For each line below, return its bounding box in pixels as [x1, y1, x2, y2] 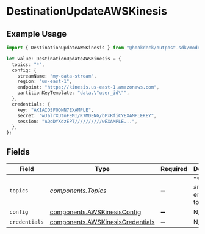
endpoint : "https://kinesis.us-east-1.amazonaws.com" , [17, 84, 160, 90]
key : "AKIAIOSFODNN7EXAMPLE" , [17, 107, 95, 113]
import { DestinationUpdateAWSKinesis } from [6, 45, 124, 51]
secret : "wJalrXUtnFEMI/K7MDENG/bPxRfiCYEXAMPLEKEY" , [17, 112, 157, 119]
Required [160, 164, 188, 173]
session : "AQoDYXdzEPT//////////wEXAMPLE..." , [17, 118, 138, 125]
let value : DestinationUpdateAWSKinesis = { [6, 56, 121, 62]
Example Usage [6, 29, 67, 39]
